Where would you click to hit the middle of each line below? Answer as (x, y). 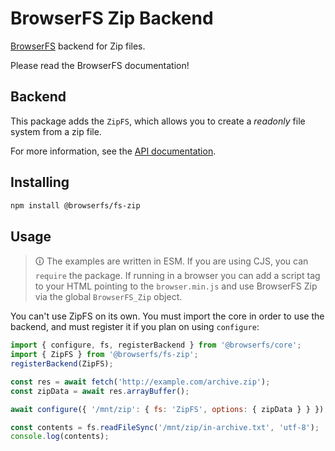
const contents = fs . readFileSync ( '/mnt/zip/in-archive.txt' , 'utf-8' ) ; (165, 427)
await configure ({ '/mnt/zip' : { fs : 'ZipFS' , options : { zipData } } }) (167, 409)
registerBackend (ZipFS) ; (62, 364)
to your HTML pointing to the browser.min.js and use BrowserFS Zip (176, 286)
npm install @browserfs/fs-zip (75, 205)
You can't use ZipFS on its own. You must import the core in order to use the (167, 316)
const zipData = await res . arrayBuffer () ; (100, 391)
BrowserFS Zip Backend (112, 18)
